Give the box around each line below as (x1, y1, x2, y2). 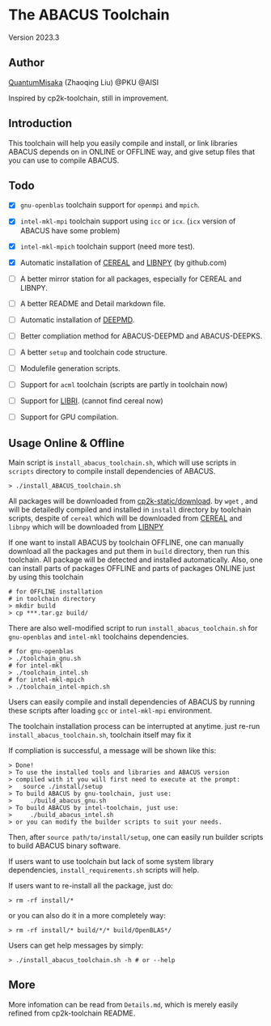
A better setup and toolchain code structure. (19, 347, 167, 357)
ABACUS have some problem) (19, 225, 121, 236)
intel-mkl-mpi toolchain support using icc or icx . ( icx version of (19, 216, 236, 226)
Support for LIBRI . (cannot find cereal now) (19, 396, 163, 406)
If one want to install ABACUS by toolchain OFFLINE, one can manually (8, 538, 244, 547)
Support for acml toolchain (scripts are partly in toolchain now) (19, 380, 228, 390)
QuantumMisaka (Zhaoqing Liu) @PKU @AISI (8, 77, 159, 87)
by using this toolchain (8, 573, 83, 581)
